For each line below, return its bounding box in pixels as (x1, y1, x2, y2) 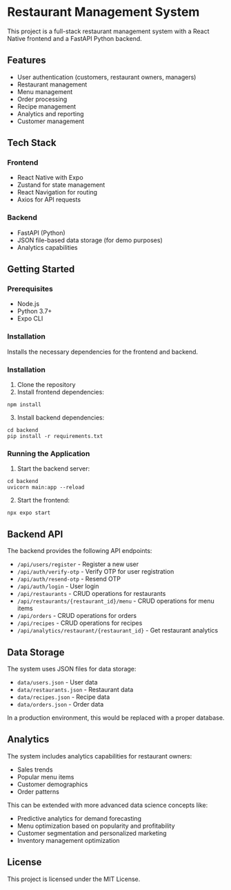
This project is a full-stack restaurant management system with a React (7, 27, 210, 35)
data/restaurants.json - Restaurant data (17, 685, 134, 693)
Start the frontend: (17, 496, 70, 505)
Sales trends (17, 765, 53, 774)
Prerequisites (7, 284, 53, 294)
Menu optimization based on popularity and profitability (17, 821, 175, 830)
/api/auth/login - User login (17, 582, 99, 590)
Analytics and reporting (17, 109, 84, 118)
